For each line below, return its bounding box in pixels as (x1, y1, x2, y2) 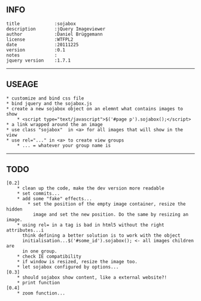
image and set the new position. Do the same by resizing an (32, 212, 188, 218)
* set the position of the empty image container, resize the (28, 201, 186, 207)
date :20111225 (6, 41, 79, 47)
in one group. (22, 248, 58, 254)
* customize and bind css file (6, 95, 84, 101)
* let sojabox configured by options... (17, 264, 119, 270)
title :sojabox (6, 20, 77, 26)
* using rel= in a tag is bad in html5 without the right (17, 222, 165, 228)
